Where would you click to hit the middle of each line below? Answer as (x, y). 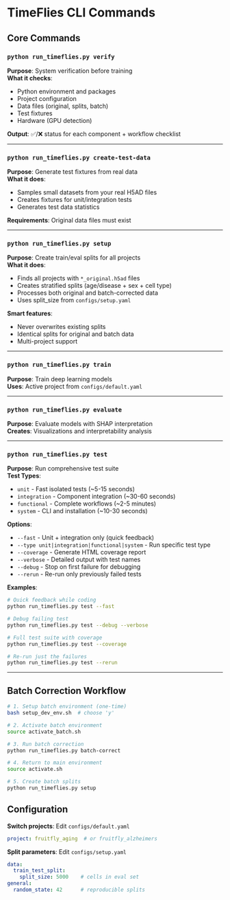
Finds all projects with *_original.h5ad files (78, 278)
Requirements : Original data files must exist (69, 221)
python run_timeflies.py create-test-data (79, 157)
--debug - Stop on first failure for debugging (79, 567)
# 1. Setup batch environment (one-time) (67, 707)
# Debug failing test (38, 619)
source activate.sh (35, 769)
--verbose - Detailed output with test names (79, 560)
